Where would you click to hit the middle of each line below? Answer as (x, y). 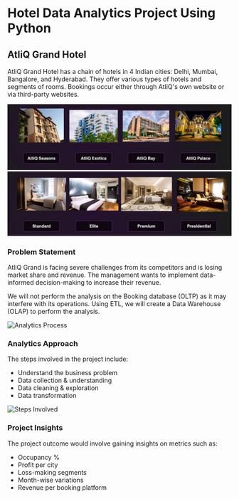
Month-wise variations (51, 480)
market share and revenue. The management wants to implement (103, 275)
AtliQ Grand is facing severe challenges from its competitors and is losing (115, 268)
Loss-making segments (52, 472)
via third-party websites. (43, 94)
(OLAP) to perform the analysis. (54, 312)
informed (21, 283)
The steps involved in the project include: (68, 359)
